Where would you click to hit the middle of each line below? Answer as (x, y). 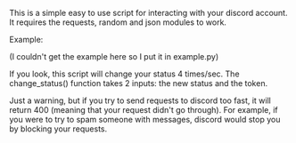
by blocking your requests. (58, 129)
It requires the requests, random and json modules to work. (118, 22)
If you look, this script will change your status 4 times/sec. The (124, 74)
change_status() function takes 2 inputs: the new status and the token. (139, 83)
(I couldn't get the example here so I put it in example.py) (114, 56)
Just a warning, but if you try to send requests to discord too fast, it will (140, 100)
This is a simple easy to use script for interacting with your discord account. (148, 13)
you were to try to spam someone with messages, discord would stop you (145, 119)
